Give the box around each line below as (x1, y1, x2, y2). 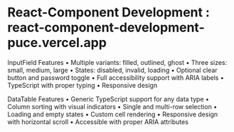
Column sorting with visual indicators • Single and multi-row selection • (7, 102, 218, 111)
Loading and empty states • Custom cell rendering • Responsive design (7, 110, 218, 118)
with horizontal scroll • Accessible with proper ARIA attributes (7, 117, 188, 126)
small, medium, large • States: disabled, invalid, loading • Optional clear (7, 66, 218, 74)
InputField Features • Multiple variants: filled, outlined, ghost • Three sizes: (7, 58, 228, 66)
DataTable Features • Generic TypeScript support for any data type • (7, 94, 210, 103)
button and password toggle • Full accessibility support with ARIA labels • (7, 73, 224, 82)
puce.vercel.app (7, 35, 107, 51)
